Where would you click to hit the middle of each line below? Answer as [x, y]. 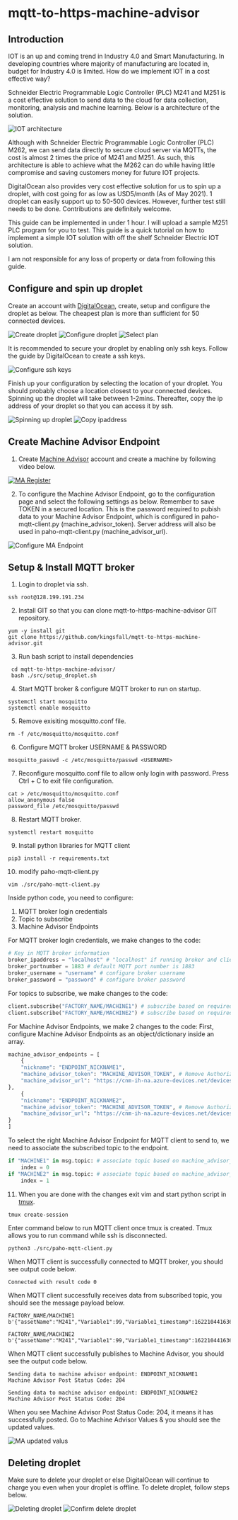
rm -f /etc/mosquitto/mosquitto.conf [64, 735]
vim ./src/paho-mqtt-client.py [54, 885]
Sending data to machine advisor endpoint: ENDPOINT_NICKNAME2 [103, 1393]
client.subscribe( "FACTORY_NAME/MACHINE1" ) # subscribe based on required [120, 1006]
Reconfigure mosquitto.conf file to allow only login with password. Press [123, 773]
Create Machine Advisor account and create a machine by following [117, 459]
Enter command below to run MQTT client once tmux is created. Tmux [110, 1227]
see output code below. [42, 1269]
